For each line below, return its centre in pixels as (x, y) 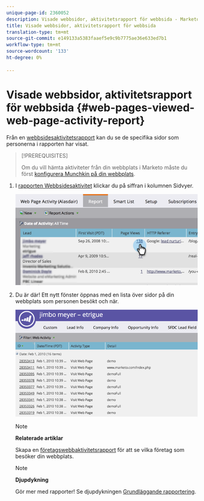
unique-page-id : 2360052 (38, 13)
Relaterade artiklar (39, 438)
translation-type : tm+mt (38, 32)
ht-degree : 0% (24, 58)
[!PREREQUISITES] (44, 155)
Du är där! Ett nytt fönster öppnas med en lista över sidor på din (94, 295)
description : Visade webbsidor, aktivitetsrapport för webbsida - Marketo (103, 19)
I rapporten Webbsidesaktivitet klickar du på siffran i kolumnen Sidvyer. (104, 186)
